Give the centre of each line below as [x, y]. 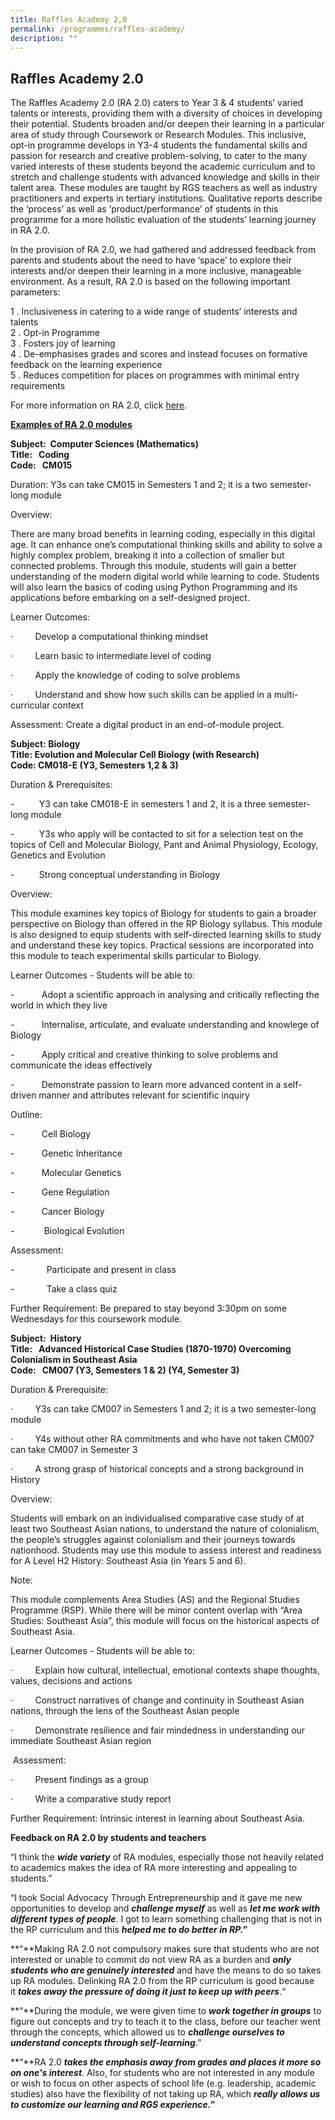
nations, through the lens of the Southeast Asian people [125, 1711]
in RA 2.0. [30, 230]
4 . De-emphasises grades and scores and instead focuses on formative [159, 354]
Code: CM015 [41, 465]
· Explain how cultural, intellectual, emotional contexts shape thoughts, [165, 1670]
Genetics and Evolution [58, 855]
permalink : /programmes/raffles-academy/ [98, 29]
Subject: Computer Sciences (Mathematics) [104, 444]
